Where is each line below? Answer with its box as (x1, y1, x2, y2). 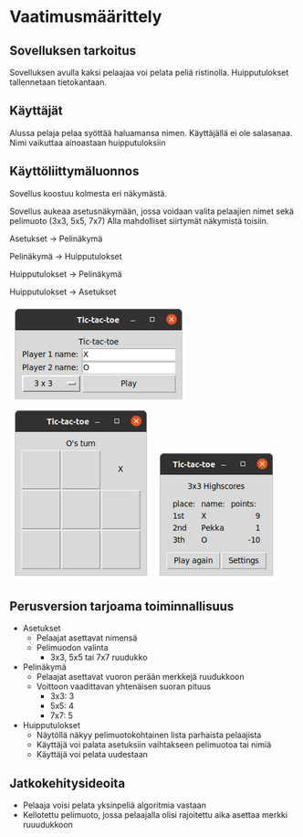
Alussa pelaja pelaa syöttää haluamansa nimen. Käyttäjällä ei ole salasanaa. (9, 127, 293, 138)
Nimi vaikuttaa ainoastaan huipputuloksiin (9, 137, 166, 148)
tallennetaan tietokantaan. (9, 77, 108, 88)
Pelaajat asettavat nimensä (36, 632, 138, 643)
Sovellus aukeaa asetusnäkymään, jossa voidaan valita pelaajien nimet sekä (9, 206, 295, 217)
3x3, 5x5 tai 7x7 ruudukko (49, 652, 148, 663)
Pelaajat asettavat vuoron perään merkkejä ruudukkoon (36, 672, 245, 683)
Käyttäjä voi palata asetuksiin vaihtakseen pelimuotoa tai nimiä (36, 739, 272, 750)
